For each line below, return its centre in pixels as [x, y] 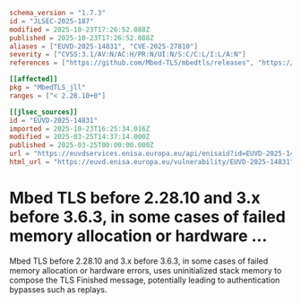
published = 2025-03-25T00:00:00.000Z [82, 145]
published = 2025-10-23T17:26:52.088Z [82, 38]
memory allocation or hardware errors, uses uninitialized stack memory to [146, 270]
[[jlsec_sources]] [43, 112]
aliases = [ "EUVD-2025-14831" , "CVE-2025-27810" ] [104, 46]
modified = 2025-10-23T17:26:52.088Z [80, 30]
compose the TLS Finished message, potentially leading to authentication [145, 280]
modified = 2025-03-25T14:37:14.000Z [80, 137]
